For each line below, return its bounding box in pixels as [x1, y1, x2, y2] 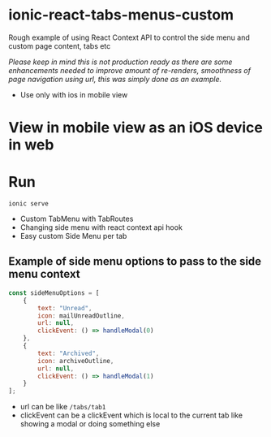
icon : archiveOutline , [37, 357, 114, 365]
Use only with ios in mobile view [19, 89, 128, 99]
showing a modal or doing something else [19, 419, 161, 429]
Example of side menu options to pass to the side [8, 254, 262, 269]
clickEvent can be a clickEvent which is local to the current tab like [19, 410, 243, 420]
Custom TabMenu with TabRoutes [19, 214, 134, 224]
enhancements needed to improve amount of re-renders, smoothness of [8, 65, 252, 75]
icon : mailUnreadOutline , [37, 311, 126, 320]
